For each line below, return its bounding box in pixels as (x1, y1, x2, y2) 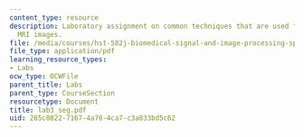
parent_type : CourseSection (9, 88, 116, 97)
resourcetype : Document (9, 96, 100, 106)
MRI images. (17, 30, 63, 39)
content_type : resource (9, 13, 100, 23)
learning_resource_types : (9, 55, 107, 64)
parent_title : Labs (9, 80, 83, 89)
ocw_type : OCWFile (9, 72, 79, 81)
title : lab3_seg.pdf (9, 105, 88, 114)
